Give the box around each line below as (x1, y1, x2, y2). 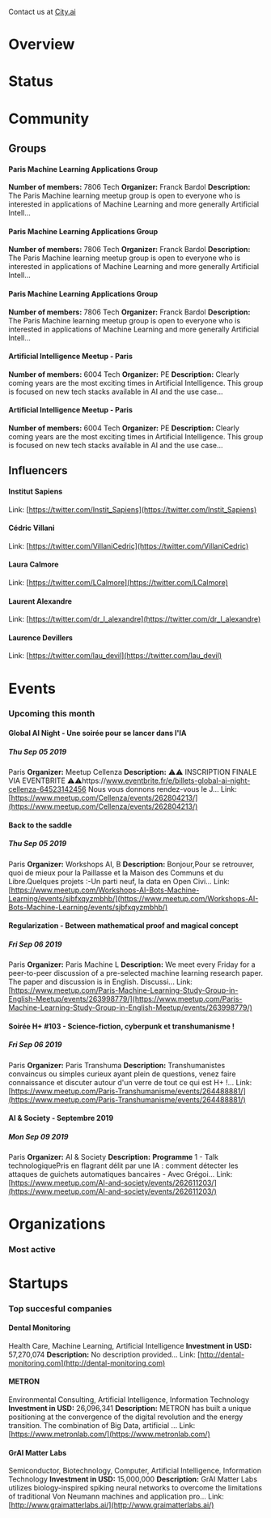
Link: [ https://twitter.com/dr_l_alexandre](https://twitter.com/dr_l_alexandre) (8, 614, 261, 624)
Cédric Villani (8, 523, 55, 533)
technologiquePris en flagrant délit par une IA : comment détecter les (8, 1161, 239, 1170)
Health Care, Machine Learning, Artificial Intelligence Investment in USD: (8, 1341, 252, 1350)
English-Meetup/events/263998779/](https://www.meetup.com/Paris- (8, 994, 243, 1004)
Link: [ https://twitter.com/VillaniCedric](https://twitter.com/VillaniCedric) (8, 541, 249, 550)
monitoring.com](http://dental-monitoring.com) (8, 1358, 166, 1368)
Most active (8, 1244, 57, 1255)
